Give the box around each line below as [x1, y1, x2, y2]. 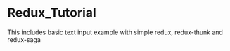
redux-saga [7, 35, 41, 43]
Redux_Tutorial [7, 5, 96, 21]
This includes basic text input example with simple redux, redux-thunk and [7, 28, 224, 36]
